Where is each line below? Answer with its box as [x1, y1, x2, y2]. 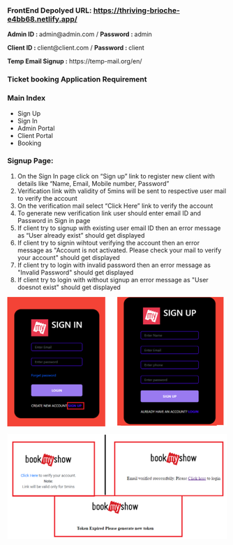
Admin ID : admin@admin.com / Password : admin [7, 30, 152, 38]
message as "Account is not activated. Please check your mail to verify [17, 246, 222, 254]
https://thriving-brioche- [93, 6, 180, 15]
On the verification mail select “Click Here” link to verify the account [17, 201, 213, 210]
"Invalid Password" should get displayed [17, 268, 134, 277]
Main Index [7, 93, 46, 103]
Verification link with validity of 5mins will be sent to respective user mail [17, 187, 227, 195]
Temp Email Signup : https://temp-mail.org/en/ [7, 57, 142, 66]
